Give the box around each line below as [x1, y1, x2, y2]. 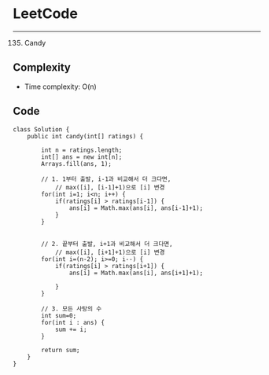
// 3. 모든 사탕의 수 [41, 304, 102, 313]
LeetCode [13, 5, 78, 23]
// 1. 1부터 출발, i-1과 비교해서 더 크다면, [41, 175, 171, 183]
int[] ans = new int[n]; [41, 153, 123, 161]
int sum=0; [41, 311, 77, 319]
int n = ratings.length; [41, 146, 123, 154]
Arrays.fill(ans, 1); [41, 160, 112, 167]
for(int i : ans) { [41, 318, 105, 326]
